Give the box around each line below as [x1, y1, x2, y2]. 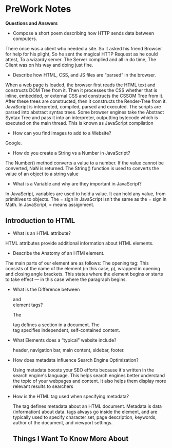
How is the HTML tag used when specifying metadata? [12, 393, 129, 399]
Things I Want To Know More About [12, 435, 129, 443]
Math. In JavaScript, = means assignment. [5, 201, 94, 208]
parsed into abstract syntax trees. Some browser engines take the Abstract [5, 109, 164, 115]
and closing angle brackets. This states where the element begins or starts [5, 271, 163, 277]
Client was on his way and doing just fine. [5, 62, 93, 68]
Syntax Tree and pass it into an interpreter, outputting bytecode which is [5, 114, 158, 121]
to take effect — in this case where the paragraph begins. [5, 276, 127, 283]
